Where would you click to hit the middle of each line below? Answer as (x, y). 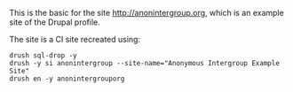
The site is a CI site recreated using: (75, 39)
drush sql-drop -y (43, 56)
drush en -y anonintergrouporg (67, 79)
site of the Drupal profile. (55, 22)
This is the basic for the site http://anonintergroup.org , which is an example (146, 13)
